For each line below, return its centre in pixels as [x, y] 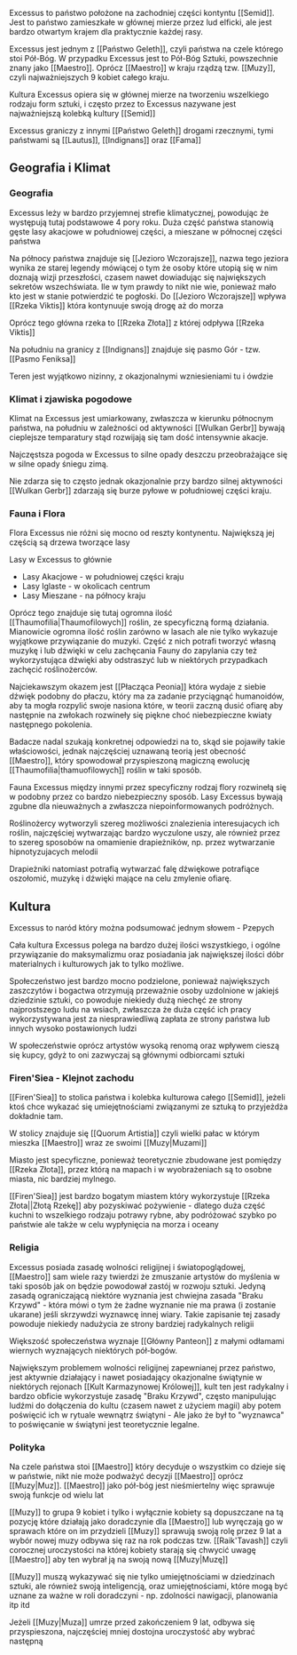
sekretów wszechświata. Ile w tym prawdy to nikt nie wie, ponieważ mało [143, 286]
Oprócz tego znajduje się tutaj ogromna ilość [91, 613]
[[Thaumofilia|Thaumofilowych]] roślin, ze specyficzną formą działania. [139, 622]
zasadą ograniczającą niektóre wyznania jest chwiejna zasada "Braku [136, 1295]
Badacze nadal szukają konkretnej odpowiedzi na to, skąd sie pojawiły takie [147, 742]
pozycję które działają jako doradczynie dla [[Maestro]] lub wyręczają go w [146, 1521]
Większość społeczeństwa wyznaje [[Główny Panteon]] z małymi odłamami [147, 1340]
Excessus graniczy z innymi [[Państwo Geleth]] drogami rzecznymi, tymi [141, 131]
